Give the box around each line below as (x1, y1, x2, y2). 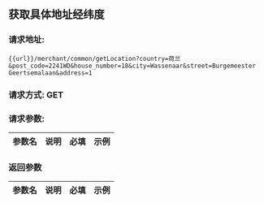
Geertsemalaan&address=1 (8, 68, 93, 77)
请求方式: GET (8, 89, 63, 100)
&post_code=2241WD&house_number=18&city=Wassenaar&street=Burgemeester (8, 62, 256, 70)
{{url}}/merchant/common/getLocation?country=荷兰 (8, 54, 181, 63)
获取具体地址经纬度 (8, 7, 105, 22)
